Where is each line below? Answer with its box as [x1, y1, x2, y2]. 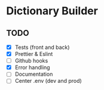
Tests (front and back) [14, 44, 70, 51]
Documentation [14, 70, 53, 78]
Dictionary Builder [6, 4, 99, 18]
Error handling [14, 64, 50, 71]
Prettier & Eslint [14, 51, 53, 58]
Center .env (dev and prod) [14, 77, 82, 85]
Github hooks [14, 57, 48, 64]
